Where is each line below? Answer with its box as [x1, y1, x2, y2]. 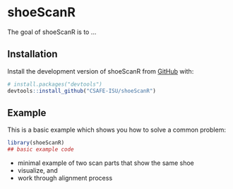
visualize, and [17, 166, 58, 175]
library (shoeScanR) [7, 139, 65, 147]
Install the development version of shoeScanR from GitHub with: [7, 67, 194, 75]
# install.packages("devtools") [7, 81, 102, 88]
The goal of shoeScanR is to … [7, 28, 97, 36]
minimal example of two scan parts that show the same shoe [17, 159, 194, 167]
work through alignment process [17, 174, 113, 183]
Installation [7, 48, 58, 60]
